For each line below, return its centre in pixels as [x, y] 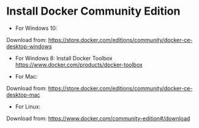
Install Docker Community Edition [93, 11]
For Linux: [28, 106]
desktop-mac [23, 94]
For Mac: [26, 76]
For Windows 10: [36, 28]
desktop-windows [29, 46]
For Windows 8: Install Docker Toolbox [64, 58]
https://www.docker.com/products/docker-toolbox [79, 65]
